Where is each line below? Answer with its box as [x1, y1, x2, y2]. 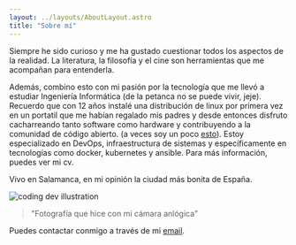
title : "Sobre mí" [9, 21, 77, 30]
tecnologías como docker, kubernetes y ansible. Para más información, [9, 147, 268, 157]
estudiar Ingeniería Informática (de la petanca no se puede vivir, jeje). [9, 90, 262, 102]
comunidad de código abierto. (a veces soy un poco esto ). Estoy [9, 128, 245, 139]
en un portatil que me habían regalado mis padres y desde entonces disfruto [9, 110, 288, 120]
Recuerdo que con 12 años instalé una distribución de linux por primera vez [9, 100, 284, 111]
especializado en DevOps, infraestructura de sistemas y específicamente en [9, 138, 287, 149]
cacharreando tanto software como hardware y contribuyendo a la [9, 119, 252, 129]
